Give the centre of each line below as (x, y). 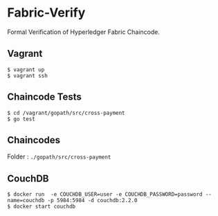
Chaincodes (34, 140)
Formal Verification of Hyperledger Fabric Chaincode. (84, 32)
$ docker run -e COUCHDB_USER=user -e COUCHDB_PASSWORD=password (105, 195)
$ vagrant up (26, 70)
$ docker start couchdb (42, 207)
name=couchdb (26, 201)
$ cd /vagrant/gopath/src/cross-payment (66, 113)
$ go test (21, 119)
